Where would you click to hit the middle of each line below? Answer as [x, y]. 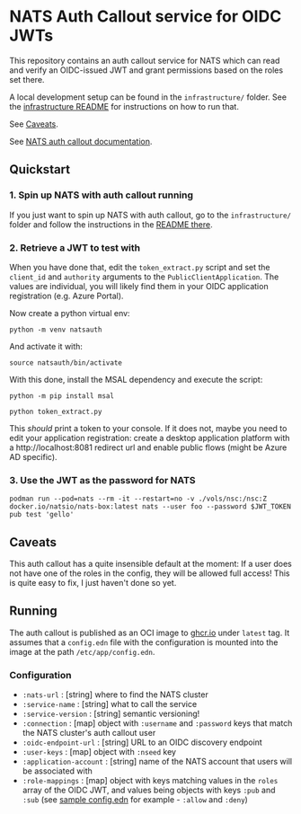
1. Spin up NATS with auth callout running [102, 195]
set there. [27, 79]
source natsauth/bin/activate [66, 363]
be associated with [57, 771]
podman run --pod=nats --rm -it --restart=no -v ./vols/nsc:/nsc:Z [138, 499]
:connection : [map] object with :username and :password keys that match [157, 723]
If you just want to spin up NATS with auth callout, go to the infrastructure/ [150, 215]
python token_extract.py [56, 411]
